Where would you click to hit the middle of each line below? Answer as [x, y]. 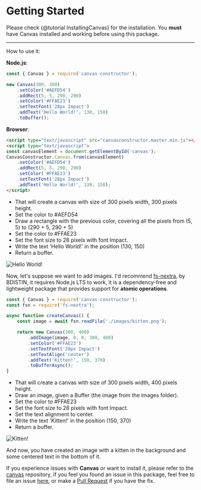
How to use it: [23, 51]
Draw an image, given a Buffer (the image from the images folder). [97, 395]
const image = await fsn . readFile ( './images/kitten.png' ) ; [92, 321]
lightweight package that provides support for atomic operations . [87, 288]
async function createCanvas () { [48, 316]
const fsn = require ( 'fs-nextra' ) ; [51, 305]
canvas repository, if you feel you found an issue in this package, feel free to [100, 474]
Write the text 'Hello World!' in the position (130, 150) [80, 246]
